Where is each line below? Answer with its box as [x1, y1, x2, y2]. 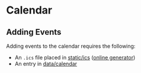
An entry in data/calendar [14, 60, 78, 67]
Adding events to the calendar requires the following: [6, 42, 136, 49]
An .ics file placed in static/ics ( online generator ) [14, 54, 136, 61]
